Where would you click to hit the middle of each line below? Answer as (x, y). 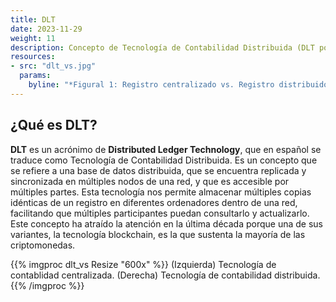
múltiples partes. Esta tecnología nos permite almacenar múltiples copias (161, 192)
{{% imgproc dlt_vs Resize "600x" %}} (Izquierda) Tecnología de (143, 264)
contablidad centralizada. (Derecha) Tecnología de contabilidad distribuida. (165, 275)
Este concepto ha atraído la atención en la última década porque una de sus (166, 223)
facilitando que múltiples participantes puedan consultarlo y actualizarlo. (160, 213)
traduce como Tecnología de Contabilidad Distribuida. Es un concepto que (164, 160)
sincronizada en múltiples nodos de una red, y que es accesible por (150, 181)
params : (35, 76)
